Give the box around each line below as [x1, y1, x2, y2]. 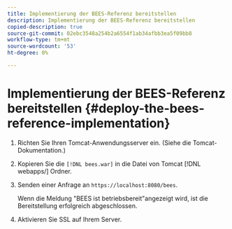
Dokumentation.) [17, 146, 66, 154]
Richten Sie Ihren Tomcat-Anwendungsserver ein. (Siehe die [17, 138, 191, 147]
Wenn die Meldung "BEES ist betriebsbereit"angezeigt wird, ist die [17, 194, 208, 202]
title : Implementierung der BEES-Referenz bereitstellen [7, 10, 177, 18]
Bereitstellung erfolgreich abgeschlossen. [17, 201, 138, 210]
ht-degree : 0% [7, 50, 49, 57]
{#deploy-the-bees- [85, 101, 205, 116]
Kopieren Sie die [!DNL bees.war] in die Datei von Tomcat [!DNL [17, 159, 201, 168]
